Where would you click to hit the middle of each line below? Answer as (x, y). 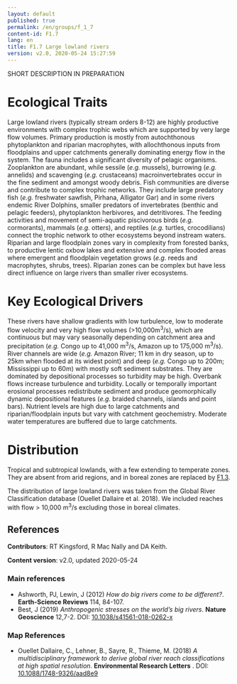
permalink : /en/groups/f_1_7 (50, 27)
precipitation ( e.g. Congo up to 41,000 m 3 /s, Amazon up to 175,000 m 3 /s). (115, 346)
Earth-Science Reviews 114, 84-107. (71, 602)
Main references (36, 579)
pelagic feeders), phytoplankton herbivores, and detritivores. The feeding (115, 212)
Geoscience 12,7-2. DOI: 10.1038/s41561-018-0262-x (95, 617)
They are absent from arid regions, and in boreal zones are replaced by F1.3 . (119, 477)
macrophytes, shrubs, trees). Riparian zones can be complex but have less (116, 265)
